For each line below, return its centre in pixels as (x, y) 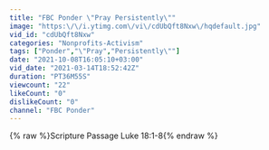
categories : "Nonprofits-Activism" (77, 43)
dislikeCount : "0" (44, 102)
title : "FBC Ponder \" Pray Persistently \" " (93, 18)
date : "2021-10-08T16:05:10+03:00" (77, 60)
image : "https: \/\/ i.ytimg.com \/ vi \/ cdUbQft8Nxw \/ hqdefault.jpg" (135, 26)
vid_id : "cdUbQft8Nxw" (52, 34)
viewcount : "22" (40, 85)
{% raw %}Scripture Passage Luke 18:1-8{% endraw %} (114, 136)
